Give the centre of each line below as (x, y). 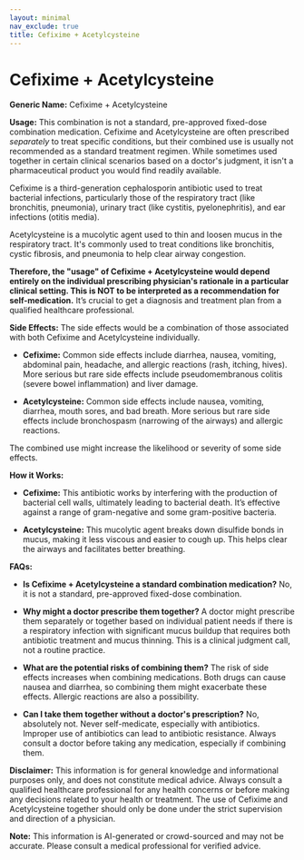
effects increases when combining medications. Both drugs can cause (154, 677)
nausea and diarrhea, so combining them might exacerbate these (145, 687)
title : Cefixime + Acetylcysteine (75, 35)
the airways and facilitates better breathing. (104, 549)
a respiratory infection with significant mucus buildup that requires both (156, 631)
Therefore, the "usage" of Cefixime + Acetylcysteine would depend (140, 272)
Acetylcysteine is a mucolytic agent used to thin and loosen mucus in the (146, 235)
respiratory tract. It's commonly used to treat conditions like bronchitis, (142, 244)
